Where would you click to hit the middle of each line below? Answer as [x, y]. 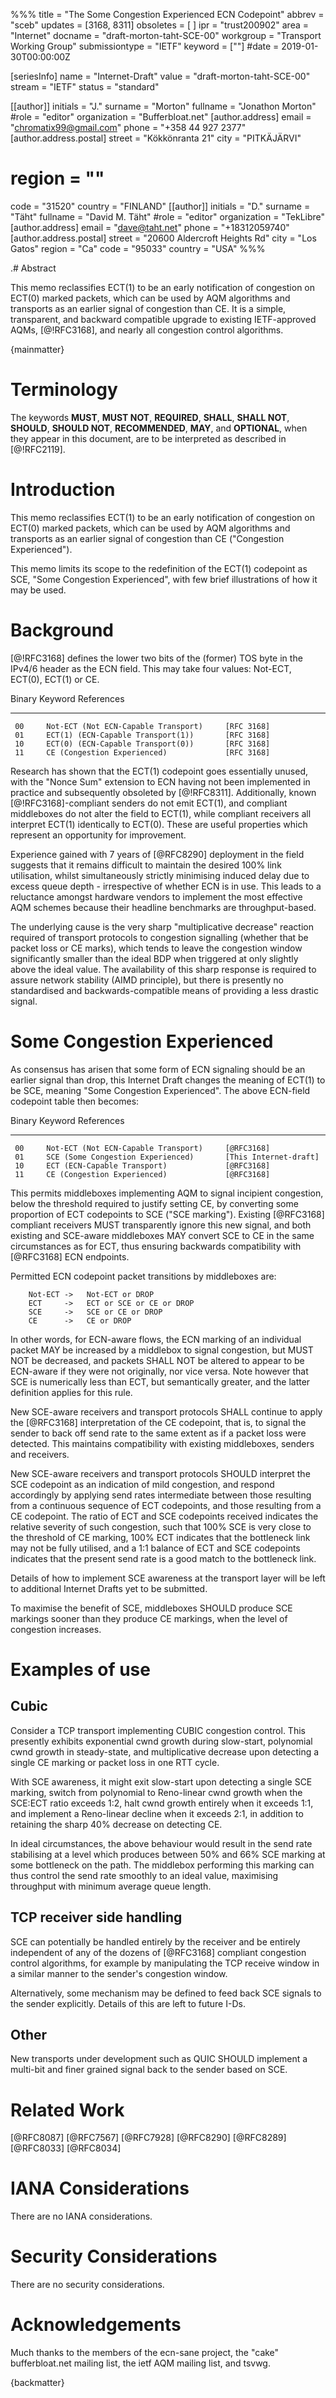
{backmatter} [37, 2383]
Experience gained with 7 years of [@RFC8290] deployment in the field [157, 854]
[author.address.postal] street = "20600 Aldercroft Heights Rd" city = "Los [163, 238]
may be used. [38, 590]
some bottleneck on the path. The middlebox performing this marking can [162, 1865]
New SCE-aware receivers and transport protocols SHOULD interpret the [160, 1473]
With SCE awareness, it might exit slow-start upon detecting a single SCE [161, 1781]
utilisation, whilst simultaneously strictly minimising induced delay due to [160, 875]
